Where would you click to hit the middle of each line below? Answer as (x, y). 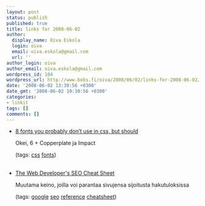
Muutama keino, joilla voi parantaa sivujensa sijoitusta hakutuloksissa (102, 185)
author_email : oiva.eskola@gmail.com (54, 69)
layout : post (23, 12)
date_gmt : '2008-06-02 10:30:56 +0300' (57, 91)
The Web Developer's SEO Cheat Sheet (65, 173)
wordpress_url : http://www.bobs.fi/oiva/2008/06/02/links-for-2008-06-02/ (103, 80)
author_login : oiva (31, 63)
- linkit (17, 102)
